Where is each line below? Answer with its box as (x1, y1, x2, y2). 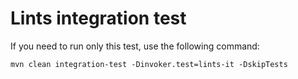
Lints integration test (10, 7, 187, 30)
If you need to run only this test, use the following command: (10, 40, 260, 52)
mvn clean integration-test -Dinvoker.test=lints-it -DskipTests (10, 59, 288, 69)
